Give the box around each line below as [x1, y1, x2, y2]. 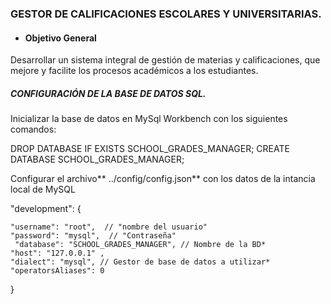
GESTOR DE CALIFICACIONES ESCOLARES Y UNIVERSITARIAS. [10, 7, 322, 21]
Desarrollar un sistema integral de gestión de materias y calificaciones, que [10, 54, 321, 66]
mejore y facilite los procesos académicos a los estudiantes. [10, 65, 259, 77]
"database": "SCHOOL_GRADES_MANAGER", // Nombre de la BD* [14, 240, 267, 250]
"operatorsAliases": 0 [10, 266, 105, 276]
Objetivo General [24, 32, 97, 44]
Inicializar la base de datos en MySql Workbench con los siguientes [10, 113, 288, 125]
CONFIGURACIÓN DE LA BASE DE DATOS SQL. [10, 87, 207, 99]
